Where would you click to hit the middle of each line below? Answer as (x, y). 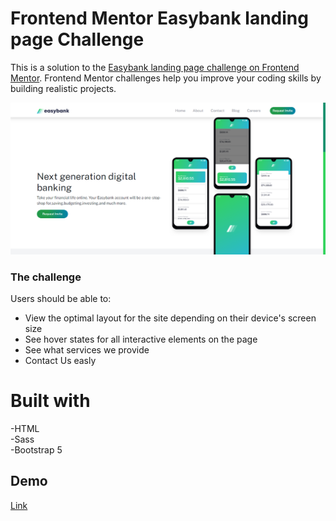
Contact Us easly (60, 360)
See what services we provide (87, 349)
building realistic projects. (63, 88)
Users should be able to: (61, 298)
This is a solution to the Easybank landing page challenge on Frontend (155, 67)
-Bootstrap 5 (36, 449)
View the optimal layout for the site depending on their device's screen (170, 318)
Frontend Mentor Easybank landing (159, 18)
